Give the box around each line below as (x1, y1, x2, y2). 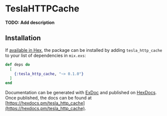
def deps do (5, 62, 30, 67)
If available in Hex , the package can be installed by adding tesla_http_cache (5, 47, 162, 53)
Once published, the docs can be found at (5, 95, 92, 101)
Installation (5, 34, 41, 42)
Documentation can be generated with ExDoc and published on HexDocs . (5, 90, 157, 96)
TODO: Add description (5, 19, 55, 25)
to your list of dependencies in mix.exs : (5, 52, 86, 58)
